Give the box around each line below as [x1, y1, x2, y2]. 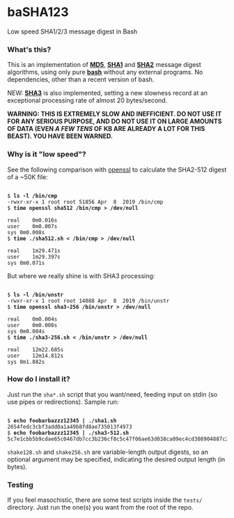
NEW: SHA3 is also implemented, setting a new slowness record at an [7, 89, 208, 98]
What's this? [7, 45, 52, 54]
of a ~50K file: [7, 172, 49, 181]
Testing [7, 480, 33, 489]
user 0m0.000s [7, 321, 58, 328]
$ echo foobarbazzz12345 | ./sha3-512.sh [7, 429, 130, 436]
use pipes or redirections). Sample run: [7, 397, 119, 406]
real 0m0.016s [7, 217, 58, 224]
